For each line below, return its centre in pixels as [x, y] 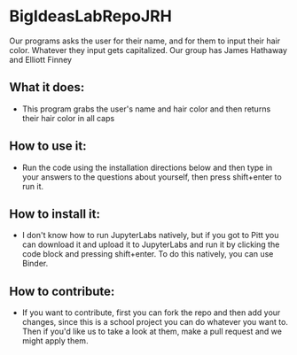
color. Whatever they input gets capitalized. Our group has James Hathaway [148, 50]
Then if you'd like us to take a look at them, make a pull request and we [152, 332]
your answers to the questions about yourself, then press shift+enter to [152, 177]
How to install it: [55, 214]
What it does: [47, 87]
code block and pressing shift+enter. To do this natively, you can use [148, 254]
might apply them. [55, 341]
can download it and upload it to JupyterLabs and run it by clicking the [151, 244]
